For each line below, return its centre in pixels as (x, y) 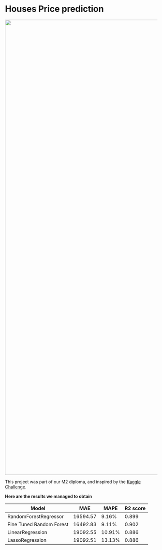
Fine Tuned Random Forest (38, 524)
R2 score (135, 508)
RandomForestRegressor (36, 517)
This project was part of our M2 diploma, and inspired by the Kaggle (73, 482)
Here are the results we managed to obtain (49, 496)
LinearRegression (27, 532)
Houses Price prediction (54, 9)
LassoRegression (27, 540)
